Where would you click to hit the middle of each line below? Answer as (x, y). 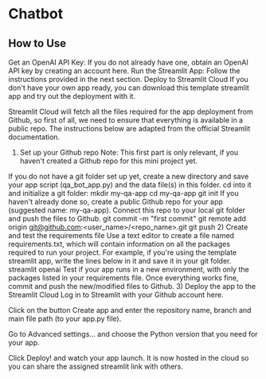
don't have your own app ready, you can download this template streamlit (129, 88)
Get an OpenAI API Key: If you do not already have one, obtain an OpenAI (128, 62)
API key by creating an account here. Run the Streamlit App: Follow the (124, 71)
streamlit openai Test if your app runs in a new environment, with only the (129, 269)
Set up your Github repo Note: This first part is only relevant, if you (129, 152)
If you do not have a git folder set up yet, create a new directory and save (129, 176)
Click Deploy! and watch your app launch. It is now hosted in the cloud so (129, 358)
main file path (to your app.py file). (65, 318)
